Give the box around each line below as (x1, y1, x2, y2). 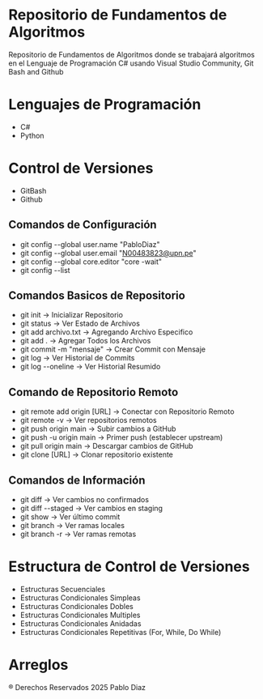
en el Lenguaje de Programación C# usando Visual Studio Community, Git (8, 58, 254, 68)
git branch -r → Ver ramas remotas (19, 529, 137, 539)
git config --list (19, 265, 70, 275)
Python (19, 130, 45, 140)
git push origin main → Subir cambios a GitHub (19, 424, 176, 434)
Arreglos (8, 656, 69, 674)
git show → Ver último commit (19, 512, 121, 522)
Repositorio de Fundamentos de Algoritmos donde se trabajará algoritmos (8, 49, 255, 59)
